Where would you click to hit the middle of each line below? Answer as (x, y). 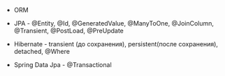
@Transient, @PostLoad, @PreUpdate (69, 31)
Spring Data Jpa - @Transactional (63, 65)
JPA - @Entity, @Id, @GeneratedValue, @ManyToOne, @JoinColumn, (114, 23)
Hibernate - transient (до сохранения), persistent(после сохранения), (116, 44)
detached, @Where (42, 51)
